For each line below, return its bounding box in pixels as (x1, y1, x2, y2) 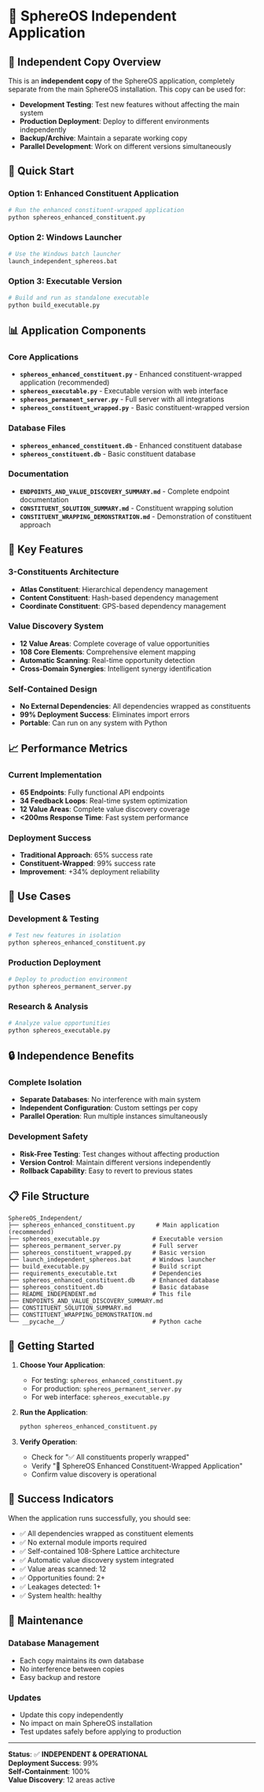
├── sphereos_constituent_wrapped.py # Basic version (8, 1249, 206, 1257)
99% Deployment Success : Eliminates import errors (19, 710, 190, 720)
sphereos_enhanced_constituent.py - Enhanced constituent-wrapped (19, 370, 242, 379)
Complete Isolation (8, 1076, 82, 1087)
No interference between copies (19, 1663, 125, 1674)
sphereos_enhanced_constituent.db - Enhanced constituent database (19, 441, 242, 450)
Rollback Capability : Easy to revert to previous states (19, 1166, 193, 1175)
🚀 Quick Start (8, 165, 75, 178)
